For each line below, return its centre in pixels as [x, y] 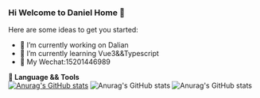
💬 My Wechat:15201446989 [65, 62]
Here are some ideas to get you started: [74, 30]
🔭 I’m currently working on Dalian [74, 45]
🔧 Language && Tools [44, 77]
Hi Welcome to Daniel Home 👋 [67, 13]
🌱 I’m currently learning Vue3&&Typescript [89, 54]
